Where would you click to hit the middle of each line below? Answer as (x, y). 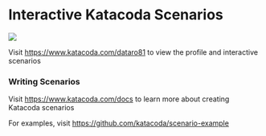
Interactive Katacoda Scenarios (116, 15)
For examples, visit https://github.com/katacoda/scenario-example (119, 123)
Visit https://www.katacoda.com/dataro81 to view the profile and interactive (133, 52)
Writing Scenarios (44, 81)
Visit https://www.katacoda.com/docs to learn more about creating (119, 99)
